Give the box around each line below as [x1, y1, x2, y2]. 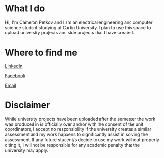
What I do [5, 3, 45, 14]
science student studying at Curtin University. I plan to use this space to [5, 24, 151, 30]
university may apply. [5, 147, 48, 153]
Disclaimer [5, 99, 50, 111]
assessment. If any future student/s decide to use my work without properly [5, 136, 159, 143]
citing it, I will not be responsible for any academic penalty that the [5, 142, 140, 148]
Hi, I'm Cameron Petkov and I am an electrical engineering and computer [5, 19, 153, 25]
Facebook [5, 72, 26, 79]
